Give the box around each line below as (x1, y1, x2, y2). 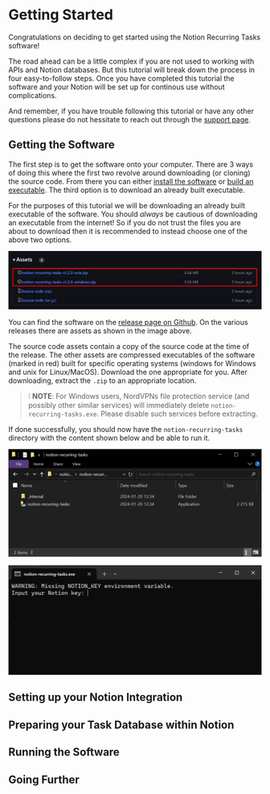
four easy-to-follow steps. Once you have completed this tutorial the (8, 73, 235, 83)
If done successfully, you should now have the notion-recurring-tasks (8, 424, 243, 434)
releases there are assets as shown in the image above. (8, 326, 193, 335)
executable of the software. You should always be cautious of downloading (8, 209, 258, 219)
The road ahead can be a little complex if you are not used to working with (8, 56, 255, 66)
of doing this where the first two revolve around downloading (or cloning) (8, 167, 251, 178)
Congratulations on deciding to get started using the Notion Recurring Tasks (8, 32, 261, 42)
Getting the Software (8, 138, 115, 152)
